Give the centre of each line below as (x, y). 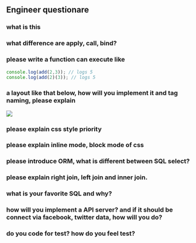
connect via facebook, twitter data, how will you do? (84, 218)
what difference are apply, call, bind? (62, 43)
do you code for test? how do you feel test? (71, 233)
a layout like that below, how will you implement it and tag (92, 93)
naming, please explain (41, 101)
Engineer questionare (48, 10)
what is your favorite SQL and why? (59, 194)
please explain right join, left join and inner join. (77, 177)
